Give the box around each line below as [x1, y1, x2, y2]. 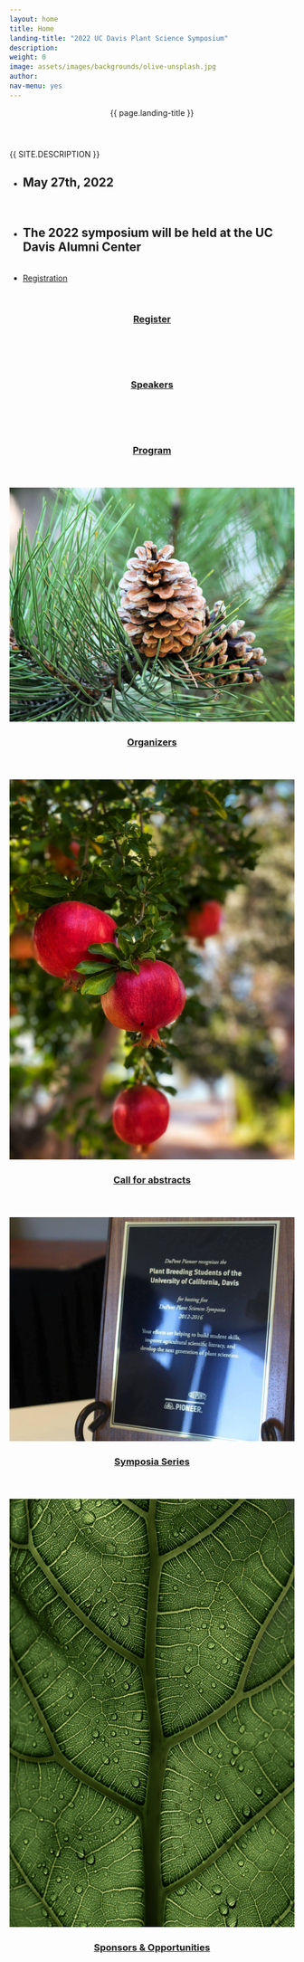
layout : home [9, 14, 59, 24]
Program [132, 444, 172, 457]
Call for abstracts [112, 1173, 192, 1186]
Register [132, 313, 172, 326]
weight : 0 [9, 52, 47, 62]
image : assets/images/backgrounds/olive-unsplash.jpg [9, 62, 217, 71]
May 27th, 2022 [22, 175, 115, 190]
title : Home [9, 24, 54, 33]
